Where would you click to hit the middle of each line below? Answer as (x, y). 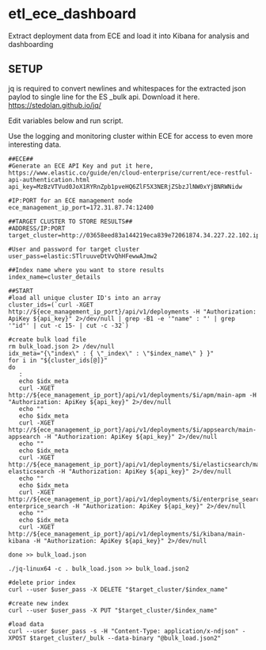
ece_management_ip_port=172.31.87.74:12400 (81, 207)
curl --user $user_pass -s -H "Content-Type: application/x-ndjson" (123, 631)
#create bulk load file (47, 339)
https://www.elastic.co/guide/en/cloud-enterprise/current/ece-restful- (131, 173)
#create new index (38, 603)
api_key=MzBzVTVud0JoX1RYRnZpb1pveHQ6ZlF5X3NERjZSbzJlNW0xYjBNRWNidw (125, 187)
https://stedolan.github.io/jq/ (55, 105)
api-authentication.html (49, 179)
